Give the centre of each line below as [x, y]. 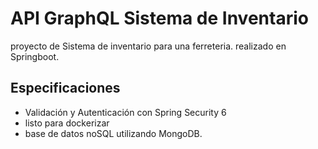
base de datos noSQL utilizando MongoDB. [113, 133]
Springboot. [35, 56]
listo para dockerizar [67, 123]
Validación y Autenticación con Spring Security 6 [125, 112]
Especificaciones [65, 88]
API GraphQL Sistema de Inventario [159, 18]
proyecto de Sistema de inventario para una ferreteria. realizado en [148, 46]
